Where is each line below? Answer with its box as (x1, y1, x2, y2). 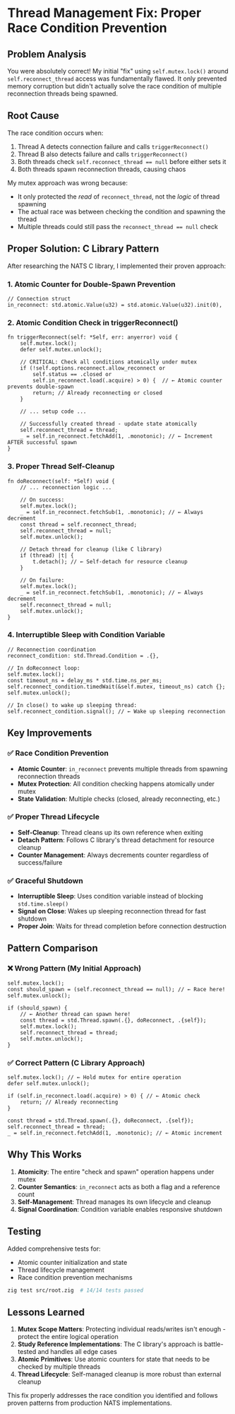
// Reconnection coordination (7, 645, 97, 653)
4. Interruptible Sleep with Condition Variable (7, 630, 166, 640)
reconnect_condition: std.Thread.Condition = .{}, (7, 652, 159, 659)
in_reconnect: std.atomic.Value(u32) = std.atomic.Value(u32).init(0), (7, 301, 222, 308)
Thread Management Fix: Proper (7, 5, 202, 21)
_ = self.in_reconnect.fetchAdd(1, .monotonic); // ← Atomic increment (7, 1130, 222, 1137)
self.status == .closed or (32, 371, 112, 378)
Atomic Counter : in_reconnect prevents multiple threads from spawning (17, 764, 228, 773)
